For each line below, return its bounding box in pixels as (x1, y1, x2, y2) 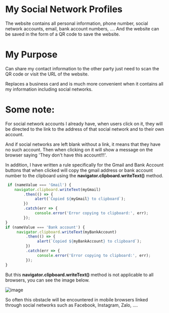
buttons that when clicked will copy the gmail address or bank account (5, 167, 153, 173)
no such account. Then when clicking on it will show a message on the (5, 146, 153, 152)
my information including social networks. (5, 86, 93, 92)
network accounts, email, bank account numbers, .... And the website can (5, 25, 159, 31)
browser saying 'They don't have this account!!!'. (5, 152, 107, 158)
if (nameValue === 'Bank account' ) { (5, 224, 85, 230)
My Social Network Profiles (5, 4, 123, 15)
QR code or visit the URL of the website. (5, 71, 89, 77)
